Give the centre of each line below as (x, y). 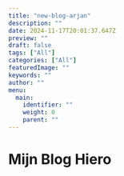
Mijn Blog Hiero (60, 160)
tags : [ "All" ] (32, 53)
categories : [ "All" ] (43, 61)
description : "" (35, 23)
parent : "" (41, 120)
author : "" (26, 82)
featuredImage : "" (39, 68)
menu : (17, 90)
